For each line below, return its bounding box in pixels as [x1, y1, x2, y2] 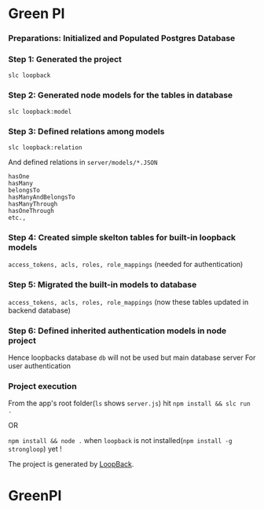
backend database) [8, 306, 71, 315]
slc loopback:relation [8, 144, 82, 152]
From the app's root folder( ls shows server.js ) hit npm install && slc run [8, 398, 251, 408]
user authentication [8, 361, 71, 370]
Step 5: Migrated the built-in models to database [8, 280, 197, 291]
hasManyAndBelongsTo [8, 193, 76, 201]
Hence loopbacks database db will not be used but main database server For [8, 353, 256, 362]
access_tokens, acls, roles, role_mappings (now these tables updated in [8, 297, 249, 306]
